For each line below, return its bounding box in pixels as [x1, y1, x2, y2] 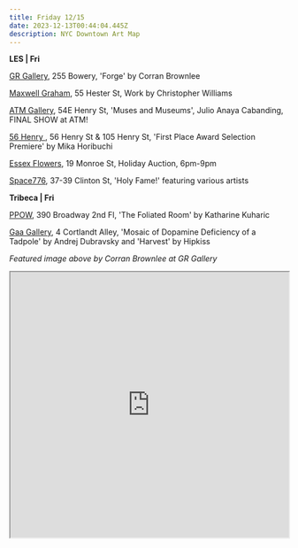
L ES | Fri [9, 54, 40, 65]
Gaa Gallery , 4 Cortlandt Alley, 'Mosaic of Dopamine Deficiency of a [9, 227, 256, 237]
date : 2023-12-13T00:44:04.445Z [9, 21, 128, 30]
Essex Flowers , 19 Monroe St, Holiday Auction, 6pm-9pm [9, 158, 217, 169]
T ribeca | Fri [9, 192, 55, 204]
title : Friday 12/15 [9, 12, 86, 22]
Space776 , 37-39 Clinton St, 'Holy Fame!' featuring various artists [9, 175, 249, 186]
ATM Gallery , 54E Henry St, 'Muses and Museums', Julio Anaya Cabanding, [9, 105, 284, 116]
